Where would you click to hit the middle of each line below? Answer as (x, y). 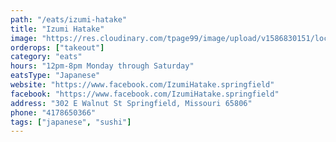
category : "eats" (46, 57)
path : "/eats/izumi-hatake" (69, 19)
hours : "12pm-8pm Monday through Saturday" (102, 66)
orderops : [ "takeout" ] (57, 47)
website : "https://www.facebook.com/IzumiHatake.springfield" (142, 85)
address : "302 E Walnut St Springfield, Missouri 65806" (131, 103)
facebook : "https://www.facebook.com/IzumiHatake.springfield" (145, 94)
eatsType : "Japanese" (55, 76)
